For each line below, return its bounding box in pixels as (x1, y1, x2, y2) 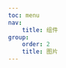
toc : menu (8, 11, 40, 20)
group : (8, 33, 30, 41)
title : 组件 (22, 26, 58, 34)
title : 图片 (22, 48, 58, 55)
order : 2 (22, 41, 50, 48)
